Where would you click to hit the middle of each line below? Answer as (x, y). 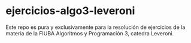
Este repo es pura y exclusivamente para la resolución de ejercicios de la (95, 27)
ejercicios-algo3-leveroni (70, 11)
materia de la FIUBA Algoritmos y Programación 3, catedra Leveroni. (90, 33)
